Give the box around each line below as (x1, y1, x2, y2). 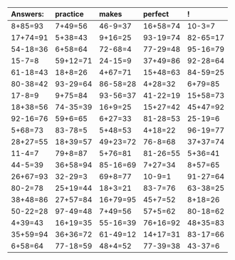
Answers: (11, 9, 44, 19)
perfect (143, 9, 169, 19)
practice (55, 9, 84, 19)
